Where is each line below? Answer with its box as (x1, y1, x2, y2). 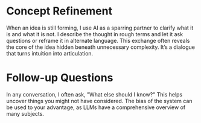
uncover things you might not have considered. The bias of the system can (6, 97, 193, 104)
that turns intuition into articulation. (6, 49, 94, 57)
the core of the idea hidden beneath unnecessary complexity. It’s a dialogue (6, 43, 195, 51)
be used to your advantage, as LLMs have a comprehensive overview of (6, 104, 186, 111)
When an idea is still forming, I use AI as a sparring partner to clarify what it (6, 24, 194, 31)
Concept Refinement (6, 4, 113, 18)
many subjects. (6, 110, 44, 117)
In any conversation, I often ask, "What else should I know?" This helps (6, 90, 183, 98)
